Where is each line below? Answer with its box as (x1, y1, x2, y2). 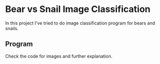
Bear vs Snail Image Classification (5, 3, 151, 15)
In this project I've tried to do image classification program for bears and (5, 20, 155, 26)
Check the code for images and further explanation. (5, 53, 113, 59)
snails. (5, 25, 19, 31)
